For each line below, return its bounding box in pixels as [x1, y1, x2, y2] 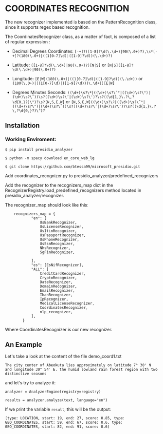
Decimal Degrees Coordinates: [12, 48, 74, 54]
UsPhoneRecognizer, [39, 237, 79, 242]
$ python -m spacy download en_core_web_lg [5, 155, 95, 161]
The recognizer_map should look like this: [5, 202, 89, 208]
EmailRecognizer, [39, 288, 75, 293]
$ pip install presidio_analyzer [5, 147, 73, 152]
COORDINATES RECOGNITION [5, 3, 130, 14]
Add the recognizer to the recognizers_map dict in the [5, 182, 113, 188]
